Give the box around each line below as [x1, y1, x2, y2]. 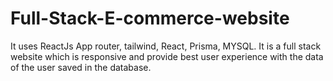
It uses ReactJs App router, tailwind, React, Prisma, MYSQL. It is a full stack [10, 40, 322, 52]
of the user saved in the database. [10, 61, 152, 73]
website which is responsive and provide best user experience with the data [10, 50, 324, 62]
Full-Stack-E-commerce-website [10, 7, 290, 30]
